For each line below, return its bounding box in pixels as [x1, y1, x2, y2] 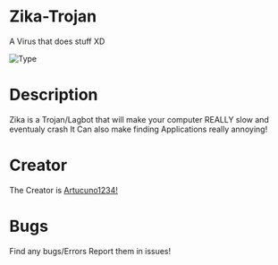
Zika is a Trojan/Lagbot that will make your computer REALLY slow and [9, 114, 270, 124]
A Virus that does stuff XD [9, 36, 105, 47]
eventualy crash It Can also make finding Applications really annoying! [9, 124, 268, 134]
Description [9, 85, 98, 105]
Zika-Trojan [9, 6, 97, 27]
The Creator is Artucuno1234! [9, 184, 119, 195]
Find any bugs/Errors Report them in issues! [9, 245, 172, 256]
